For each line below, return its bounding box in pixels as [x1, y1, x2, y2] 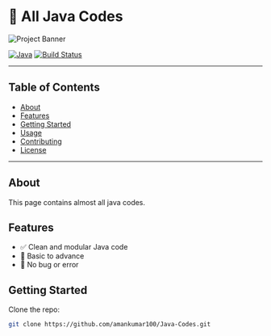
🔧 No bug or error [19, 260, 79, 270]
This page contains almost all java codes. [8, 197, 146, 207]
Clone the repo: [8, 304, 60, 314]
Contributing [19, 136, 62, 146]
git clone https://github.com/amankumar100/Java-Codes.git [8, 321, 211, 329]
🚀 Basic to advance [19, 251, 85, 261]
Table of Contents [8, 81, 101, 94]
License [19, 145, 47, 154]
